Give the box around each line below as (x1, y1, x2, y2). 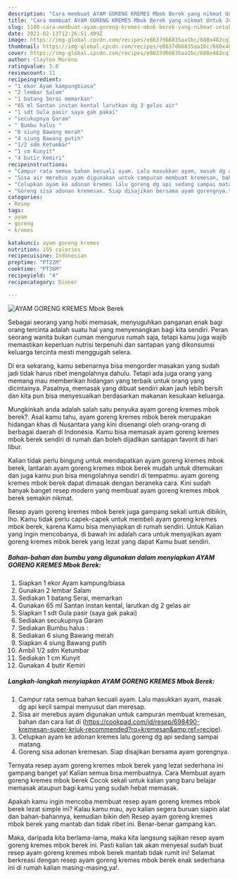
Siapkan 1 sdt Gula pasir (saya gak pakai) (18, 608, 138, 617)
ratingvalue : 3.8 (8, 63, 59, 70)
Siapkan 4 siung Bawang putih (18, 639, 107, 647)
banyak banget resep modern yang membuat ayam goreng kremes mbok (8, 486, 220, 494)
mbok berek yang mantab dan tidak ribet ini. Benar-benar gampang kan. (8, 819, 217, 828)
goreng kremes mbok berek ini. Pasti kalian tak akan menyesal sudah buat (8, 840, 223, 849)
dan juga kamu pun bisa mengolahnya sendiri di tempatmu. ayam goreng (8, 471, 219, 479)
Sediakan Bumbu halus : (18, 623, 89, 632)
